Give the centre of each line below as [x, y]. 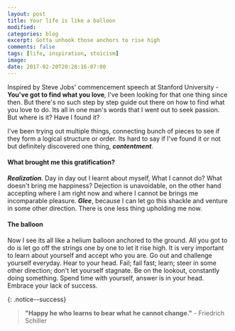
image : [17, 60]
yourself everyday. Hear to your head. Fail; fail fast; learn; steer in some [112, 263]
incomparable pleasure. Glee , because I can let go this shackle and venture [118, 200]
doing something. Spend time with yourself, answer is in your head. [106, 278]
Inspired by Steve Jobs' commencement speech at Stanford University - [113, 87]
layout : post [27, 14]
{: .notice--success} [37, 300]
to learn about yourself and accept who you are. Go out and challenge [110, 256]
